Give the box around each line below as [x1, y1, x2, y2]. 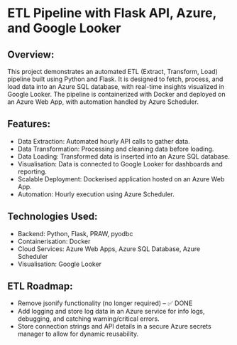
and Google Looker [7, 20, 121, 36]
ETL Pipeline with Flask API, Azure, [7, 5, 217, 21]
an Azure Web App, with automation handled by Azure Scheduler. [7, 97, 199, 106]
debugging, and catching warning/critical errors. [17, 314, 160, 323]
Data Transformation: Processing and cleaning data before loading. [17, 144, 214, 153]
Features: [7, 118, 51, 130]
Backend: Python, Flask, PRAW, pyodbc [17, 229, 133, 238]
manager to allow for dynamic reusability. [17, 329, 139, 339]
